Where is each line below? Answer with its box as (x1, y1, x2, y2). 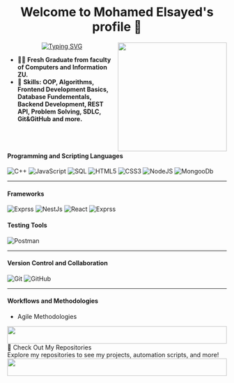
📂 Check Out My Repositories (7, 343, 92, 352)
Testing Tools (7, 221, 47, 229)
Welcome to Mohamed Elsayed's (20, 4, 214, 20)
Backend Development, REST (17, 100, 104, 108)
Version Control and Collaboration (7, 259, 108, 267)
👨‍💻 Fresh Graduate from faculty (17, 55, 111, 63)
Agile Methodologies (17, 312, 77, 320)
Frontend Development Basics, (17, 85, 109, 93)
